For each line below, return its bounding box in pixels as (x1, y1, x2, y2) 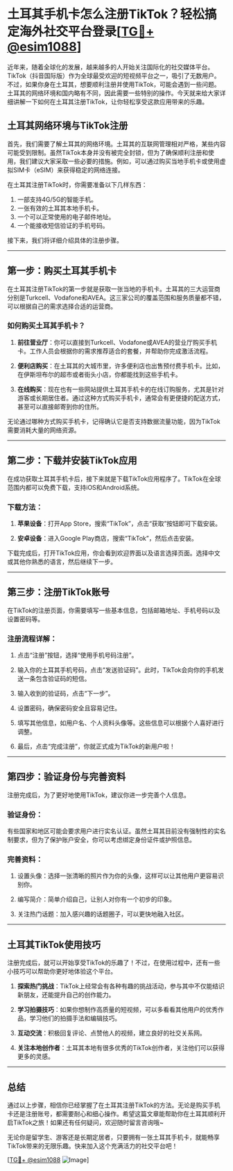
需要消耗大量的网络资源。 (7, 425, 80, 434)
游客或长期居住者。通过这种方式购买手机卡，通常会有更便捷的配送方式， (17, 393, 224, 402)
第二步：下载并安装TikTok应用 (7, 455, 137, 466)
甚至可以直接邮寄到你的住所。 (17, 402, 103, 411)
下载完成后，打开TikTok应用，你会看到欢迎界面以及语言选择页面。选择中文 (7, 548, 221, 557)
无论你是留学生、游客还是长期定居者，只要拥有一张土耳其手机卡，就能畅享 (7, 1133, 220, 1142)
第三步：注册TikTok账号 (7, 587, 110, 598)
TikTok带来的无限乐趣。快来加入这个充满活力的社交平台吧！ (7, 1142, 178, 1150)
